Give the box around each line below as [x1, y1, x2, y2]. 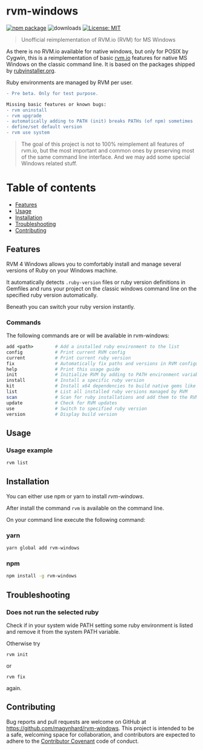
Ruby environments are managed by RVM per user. [6, 79, 133, 86]
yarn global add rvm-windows [6, 545, 80, 551]
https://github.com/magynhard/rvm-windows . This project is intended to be [6, 725, 195, 732]
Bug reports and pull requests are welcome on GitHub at [6, 718, 147, 725]
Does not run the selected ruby [6, 608, 99, 616]
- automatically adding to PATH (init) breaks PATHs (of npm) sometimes [6, 118, 193, 125]
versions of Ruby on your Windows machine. [6, 266, 118, 274]
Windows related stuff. [21, 160, 77, 167]
